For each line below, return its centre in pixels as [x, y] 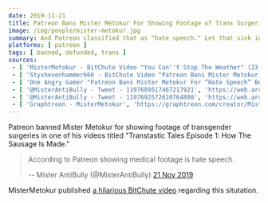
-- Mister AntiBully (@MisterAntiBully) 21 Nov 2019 [110, 175]
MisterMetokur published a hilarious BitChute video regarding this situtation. [134, 190]
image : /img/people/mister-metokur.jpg [75, 30]
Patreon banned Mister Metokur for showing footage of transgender [120, 127]
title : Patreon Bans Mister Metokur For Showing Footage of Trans [121, 23]
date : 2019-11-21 [37, 16]
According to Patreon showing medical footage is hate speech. [131, 159]
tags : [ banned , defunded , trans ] [67, 53]
